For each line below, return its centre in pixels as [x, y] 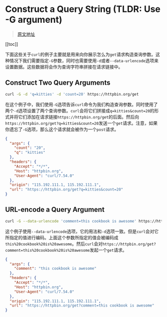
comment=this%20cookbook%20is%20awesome [48, 250]
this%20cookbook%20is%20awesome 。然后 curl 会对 [54, 244]
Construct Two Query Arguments [58, 83]
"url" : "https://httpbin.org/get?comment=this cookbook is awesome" [82, 306]
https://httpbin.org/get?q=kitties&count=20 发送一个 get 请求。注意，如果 [82, 123]
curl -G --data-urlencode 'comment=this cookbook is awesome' [71, 221]
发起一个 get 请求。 [108, 250]
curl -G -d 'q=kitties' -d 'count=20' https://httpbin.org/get [72, 94]
